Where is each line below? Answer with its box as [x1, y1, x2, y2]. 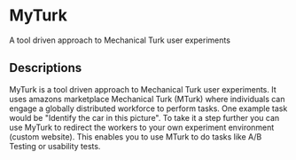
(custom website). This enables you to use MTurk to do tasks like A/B [9, 131, 262, 142]
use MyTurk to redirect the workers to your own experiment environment [9, 122, 275, 132]
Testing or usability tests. [9, 140, 101, 151]
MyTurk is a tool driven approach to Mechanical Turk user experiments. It [9, 84, 277, 94]
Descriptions [9, 60, 82, 76]
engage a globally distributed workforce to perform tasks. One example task [9, 103, 288, 114]
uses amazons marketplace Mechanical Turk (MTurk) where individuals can [9, 93, 285, 104]
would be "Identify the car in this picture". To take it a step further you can [9, 112, 280, 123]
